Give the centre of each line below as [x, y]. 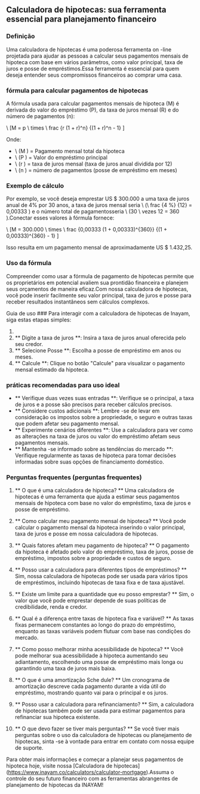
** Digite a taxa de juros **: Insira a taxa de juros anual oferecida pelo [100, 338]
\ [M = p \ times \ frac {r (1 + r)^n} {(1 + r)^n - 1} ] [65, 128]
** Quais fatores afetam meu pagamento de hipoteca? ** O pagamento [102, 546]
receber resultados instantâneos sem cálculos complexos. [78, 302]
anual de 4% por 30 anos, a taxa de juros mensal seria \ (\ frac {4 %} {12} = [99, 205]
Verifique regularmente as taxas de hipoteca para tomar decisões [95, 455]
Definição [21, 37]
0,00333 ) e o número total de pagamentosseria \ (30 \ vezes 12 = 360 [93, 212]
